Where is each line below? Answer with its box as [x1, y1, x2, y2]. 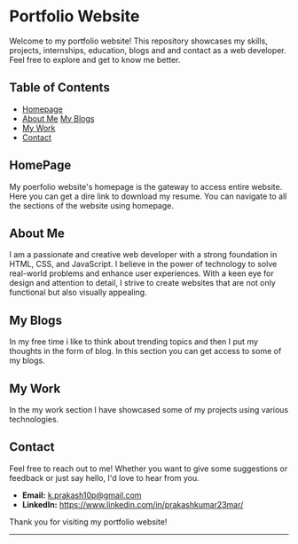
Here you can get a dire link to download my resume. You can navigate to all [9, 191, 287, 201]
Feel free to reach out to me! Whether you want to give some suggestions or [9, 463, 288, 474]
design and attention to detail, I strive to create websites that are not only [9, 278, 277, 288]
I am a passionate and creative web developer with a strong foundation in [9, 249, 278, 260]
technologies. [9, 414, 59, 424]
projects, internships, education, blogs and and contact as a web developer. [9, 44, 286, 55]
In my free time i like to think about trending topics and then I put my [9, 336, 259, 347]
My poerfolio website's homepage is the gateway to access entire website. [9, 181, 283, 192]
